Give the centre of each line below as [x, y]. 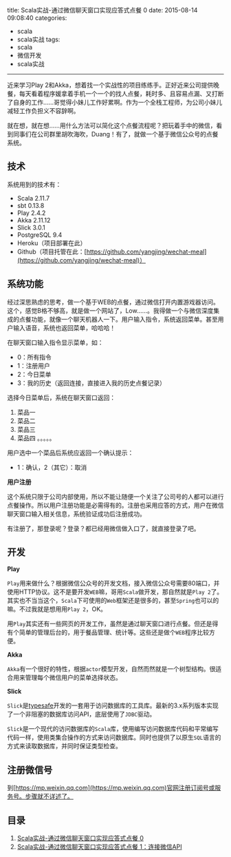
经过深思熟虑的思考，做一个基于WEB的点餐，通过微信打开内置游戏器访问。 [113, 302]
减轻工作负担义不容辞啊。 [43, 111]
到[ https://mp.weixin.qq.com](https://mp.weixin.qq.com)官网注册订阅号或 [111, 788]
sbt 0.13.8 [31, 205]
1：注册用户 [33, 365]
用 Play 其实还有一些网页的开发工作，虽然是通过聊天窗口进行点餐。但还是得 [113, 624]
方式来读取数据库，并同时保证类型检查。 [64, 746]
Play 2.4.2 [31, 213]
